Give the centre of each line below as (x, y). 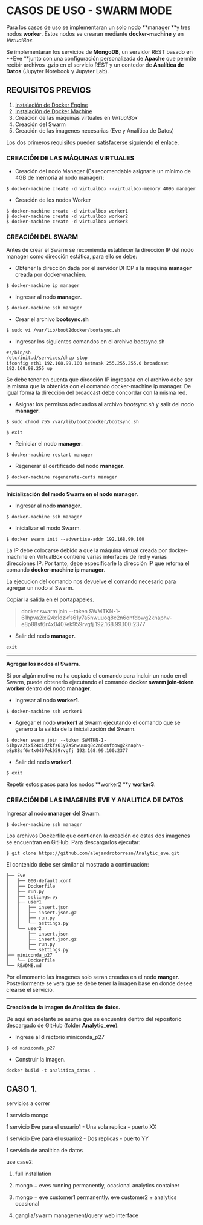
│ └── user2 (24, 928)
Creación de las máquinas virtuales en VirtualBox (76, 117)
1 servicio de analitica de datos (45, 1151)
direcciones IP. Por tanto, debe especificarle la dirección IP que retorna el (98, 563)
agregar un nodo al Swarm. (40, 588)
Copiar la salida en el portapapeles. (50, 599)
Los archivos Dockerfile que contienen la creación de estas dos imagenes (98, 836)
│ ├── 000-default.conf (39, 881)
